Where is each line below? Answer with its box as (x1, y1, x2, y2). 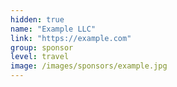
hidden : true (10, 14, 65, 25)
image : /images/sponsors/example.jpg (10, 61, 168, 71)
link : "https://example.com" (10, 33, 132, 43)
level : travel (10, 52, 70, 62)
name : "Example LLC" (10, 24, 97, 34)
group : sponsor (10, 42, 74, 53)
